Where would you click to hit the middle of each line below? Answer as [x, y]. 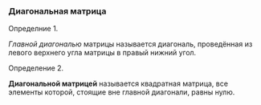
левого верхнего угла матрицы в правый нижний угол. [102, 53]
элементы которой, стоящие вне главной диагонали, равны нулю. [122, 92]
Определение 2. [36, 68]
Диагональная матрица [57, 11]
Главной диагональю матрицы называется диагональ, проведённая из [130, 44]
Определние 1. [33, 29]
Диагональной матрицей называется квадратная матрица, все [118, 84]
